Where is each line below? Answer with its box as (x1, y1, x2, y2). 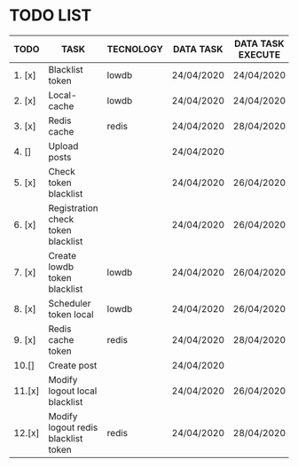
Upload (48, 139, 79, 152)
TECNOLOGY (106, 43, 164, 55)
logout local (48, 385, 98, 397)
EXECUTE (238, 48, 281, 60)
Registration (48, 201, 99, 214)
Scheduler (48, 297, 91, 309)
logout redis (48, 421, 98, 433)
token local (48, 307, 95, 320)
